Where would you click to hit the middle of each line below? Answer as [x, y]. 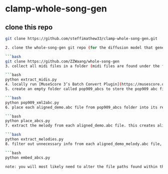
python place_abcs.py [28, 121]
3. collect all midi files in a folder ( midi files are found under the [82, 66]
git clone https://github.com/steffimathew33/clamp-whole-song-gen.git [81, 38]
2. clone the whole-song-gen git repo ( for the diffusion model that [79, 47]
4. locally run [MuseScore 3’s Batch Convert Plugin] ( [63, 84]
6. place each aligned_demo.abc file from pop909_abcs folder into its [81, 107]
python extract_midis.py [31, 80]
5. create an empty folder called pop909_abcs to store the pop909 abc [81, 89]
